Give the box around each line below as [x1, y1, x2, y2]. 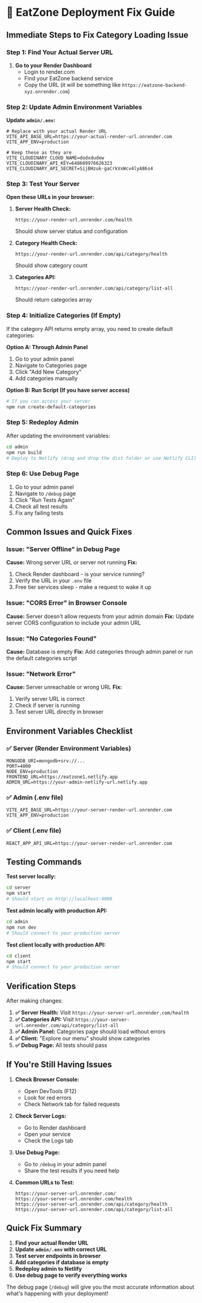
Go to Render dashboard [24, 1124, 86, 1131]
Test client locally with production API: [6, 941, 106, 948]
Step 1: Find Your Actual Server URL [6, 48, 113, 57]
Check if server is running [15, 702, 80, 709]
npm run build [6, 450, 42, 456]
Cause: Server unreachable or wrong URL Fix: [6, 684, 123, 691]
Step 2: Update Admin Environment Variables [6, 103, 143, 111]
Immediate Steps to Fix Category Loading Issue [6, 30, 189, 40]
